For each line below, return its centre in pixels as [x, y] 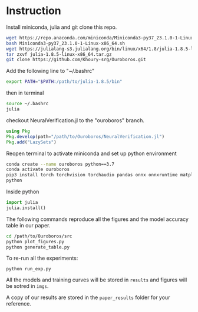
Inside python [23, 192]
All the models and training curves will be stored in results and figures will [97, 280]
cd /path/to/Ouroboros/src [39, 236]
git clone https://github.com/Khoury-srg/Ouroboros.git [76, 60]
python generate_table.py [38, 247]
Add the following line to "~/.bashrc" [50, 71]
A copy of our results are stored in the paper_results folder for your [88, 297]
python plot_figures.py [35, 241]
